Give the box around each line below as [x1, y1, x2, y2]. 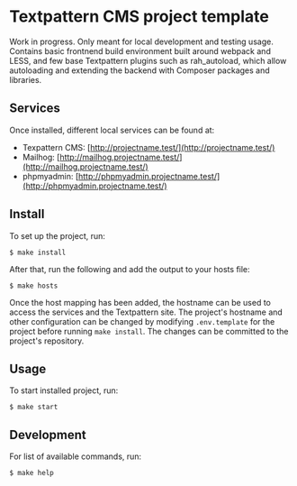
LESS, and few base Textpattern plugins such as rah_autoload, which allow [9, 55, 287, 66]
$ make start [9, 403, 58, 412]
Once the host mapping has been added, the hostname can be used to [9, 297, 272, 307]
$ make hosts [9, 281, 58, 290]
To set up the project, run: [9, 230, 106, 241]
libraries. [9, 74, 42, 85]
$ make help [9, 469, 54, 478]
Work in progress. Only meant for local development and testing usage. [9, 36, 274, 47]
